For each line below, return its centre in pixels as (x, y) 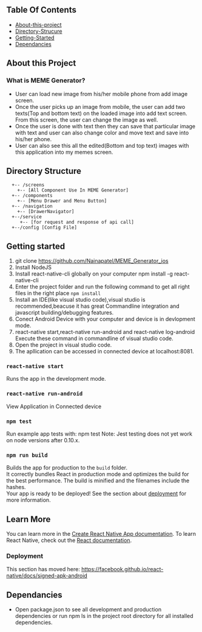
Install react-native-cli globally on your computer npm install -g (94, 274)
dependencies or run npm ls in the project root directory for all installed (104, 616)
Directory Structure (44, 171)
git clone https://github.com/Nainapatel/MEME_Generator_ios (92, 261)
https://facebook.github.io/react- (122, 569)
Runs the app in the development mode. (56, 379)
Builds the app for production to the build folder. (67, 468)
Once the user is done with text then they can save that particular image (105, 126)
